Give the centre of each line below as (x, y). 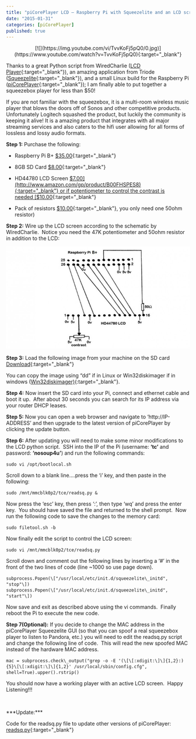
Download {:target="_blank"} (40, 364)
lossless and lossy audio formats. (46, 133)
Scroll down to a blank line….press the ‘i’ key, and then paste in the (86, 475)
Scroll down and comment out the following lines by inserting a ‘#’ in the (93, 561)
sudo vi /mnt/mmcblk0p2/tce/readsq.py (53, 550)
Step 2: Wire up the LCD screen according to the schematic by (81, 226)
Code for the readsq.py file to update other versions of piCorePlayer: (88, 724)
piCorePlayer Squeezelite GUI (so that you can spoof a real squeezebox (92, 631)
